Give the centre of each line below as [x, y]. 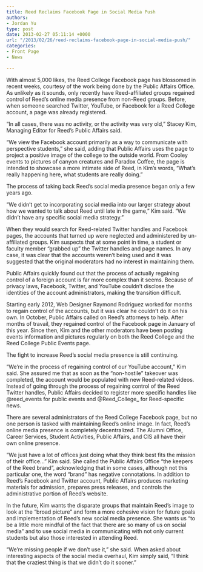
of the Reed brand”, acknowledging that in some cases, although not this [97, 467]
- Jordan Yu [21, 23]
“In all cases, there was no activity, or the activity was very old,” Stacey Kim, [101, 124]
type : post [20, 29]
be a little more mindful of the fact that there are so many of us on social [96, 525]
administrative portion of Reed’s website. [57, 494]
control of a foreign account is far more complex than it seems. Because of [100, 280]
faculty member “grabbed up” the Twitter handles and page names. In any [99, 248]
